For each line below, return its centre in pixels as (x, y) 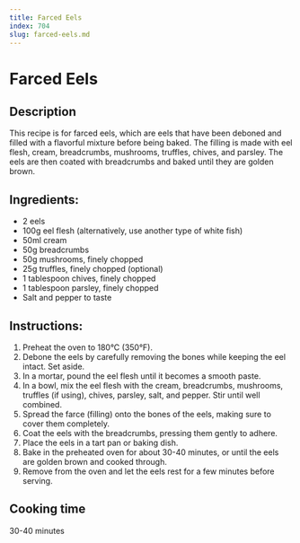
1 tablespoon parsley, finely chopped (90, 288)
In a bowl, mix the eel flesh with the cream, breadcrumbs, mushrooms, (153, 385)
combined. (42, 404)
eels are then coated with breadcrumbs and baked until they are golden (141, 162)
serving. (37, 481)
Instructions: (46, 325)
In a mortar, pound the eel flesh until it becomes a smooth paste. (141, 376)
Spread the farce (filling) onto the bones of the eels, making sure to (147, 414)
